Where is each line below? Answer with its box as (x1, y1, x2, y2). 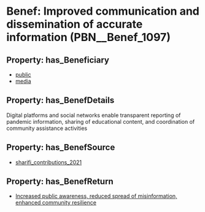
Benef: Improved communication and (6, 4, 199, 18)
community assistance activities (6, 124, 88, 132)
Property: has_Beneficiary (6, 55, 109, 65)
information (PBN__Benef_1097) (6, 31, 171, 44)
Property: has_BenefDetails (6, 95, 115, 105)
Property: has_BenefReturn (6, 176, 114, 187)
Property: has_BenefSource (6, 142, 115, 153)
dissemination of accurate (6, 17, 143, 31)
